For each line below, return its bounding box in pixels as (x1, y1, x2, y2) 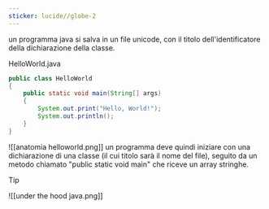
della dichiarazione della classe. (8, 42, 115, 53)
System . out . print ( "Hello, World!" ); (37, 105, 162, 113)
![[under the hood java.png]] (8, 190, 103, 200)
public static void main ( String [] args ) (23, 89, 162, 98)
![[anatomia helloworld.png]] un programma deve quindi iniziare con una (8, 142, 250, 151)
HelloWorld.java (8, 59, 61, 68)
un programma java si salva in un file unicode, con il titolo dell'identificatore (8, 34, 261, 44)
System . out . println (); (37, 112, 115, 120)
